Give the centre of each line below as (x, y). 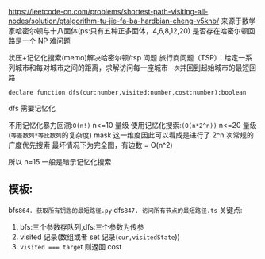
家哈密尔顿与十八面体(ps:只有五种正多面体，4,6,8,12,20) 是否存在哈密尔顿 (128, 31)
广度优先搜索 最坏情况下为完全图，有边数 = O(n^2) (90, 145)
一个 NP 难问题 (46, 41)
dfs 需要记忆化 (32, 108)
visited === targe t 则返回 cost (71, 246)
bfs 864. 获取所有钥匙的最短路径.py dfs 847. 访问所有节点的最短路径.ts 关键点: (125, 210)
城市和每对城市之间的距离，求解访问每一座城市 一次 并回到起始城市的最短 (132, 68)
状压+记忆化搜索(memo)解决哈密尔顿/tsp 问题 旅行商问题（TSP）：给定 (123, 58)
